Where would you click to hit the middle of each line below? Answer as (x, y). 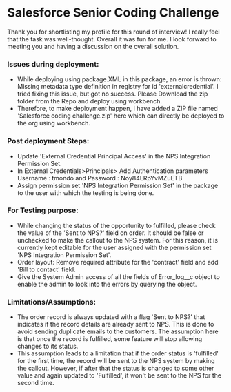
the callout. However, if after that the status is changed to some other (115, 368)
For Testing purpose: (43, 210)
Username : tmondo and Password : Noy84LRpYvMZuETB (100, 178)
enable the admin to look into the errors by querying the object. (107, 284)
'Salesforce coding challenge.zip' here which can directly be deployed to (121, 116)
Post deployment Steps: (48, 141)
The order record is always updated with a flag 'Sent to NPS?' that (111, 317)
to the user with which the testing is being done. (86, 193)
